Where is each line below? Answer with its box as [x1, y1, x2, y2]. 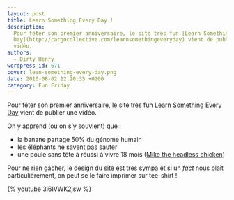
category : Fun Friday [7, 82, 70, 89]
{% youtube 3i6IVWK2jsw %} [7, 185, 92, 193]
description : [7, 23, 45, 30]
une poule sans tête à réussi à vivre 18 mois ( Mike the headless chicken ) [17, 150, 225, 159]
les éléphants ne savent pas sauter [17, 143, 118, 151]
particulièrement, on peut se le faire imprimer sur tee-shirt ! [7, 171, 178, 180]
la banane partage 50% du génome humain [17, 136, 143, 144]
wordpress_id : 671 [7, 62, 61, 69]
